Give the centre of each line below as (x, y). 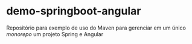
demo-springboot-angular (74, 11)
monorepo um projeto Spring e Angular (55, 34)
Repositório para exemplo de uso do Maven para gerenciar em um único (96, 28)
